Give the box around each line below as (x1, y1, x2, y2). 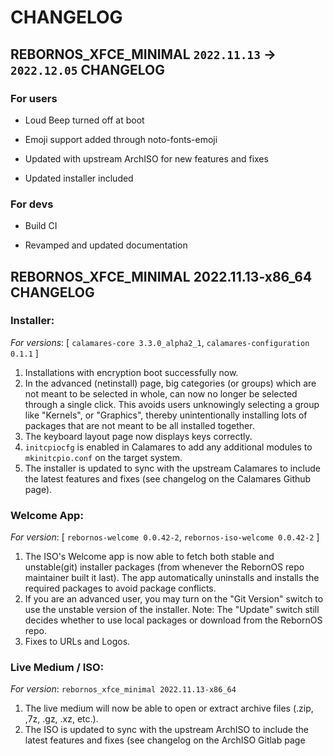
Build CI (24, 220, 58, 232)
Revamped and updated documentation (24, 239, 188, 251)
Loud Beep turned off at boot (24, 114, 145, 126)
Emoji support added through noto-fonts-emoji (24, 133, 218, 145)
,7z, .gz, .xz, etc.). (24, 713, 99, 725)
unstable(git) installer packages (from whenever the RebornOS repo (24, 561, 305, 573)
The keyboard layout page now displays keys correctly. (24, 430, 253, 442)
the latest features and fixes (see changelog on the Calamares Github (24, 472, 312, 485)
